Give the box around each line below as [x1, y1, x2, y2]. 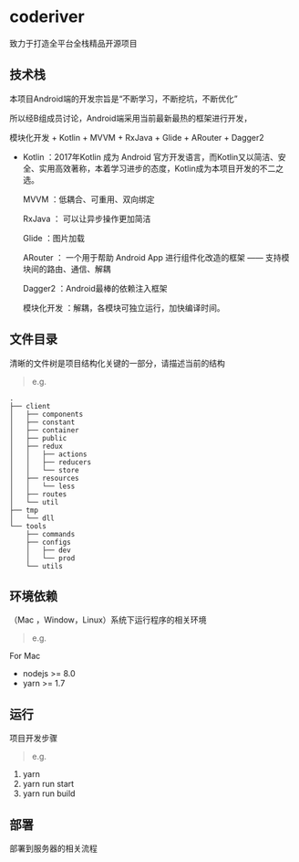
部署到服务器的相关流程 [9, 843, 98, 854]
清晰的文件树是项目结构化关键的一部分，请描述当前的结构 [9, 357, 225, 368]
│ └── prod [26, 553, 76, 563]
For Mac [9, 651, 41, 662]
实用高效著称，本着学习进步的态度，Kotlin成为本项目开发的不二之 [38, 163, 284, 174]
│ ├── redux [9, 442, 64, 451]
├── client [9, 401, 51, 410]
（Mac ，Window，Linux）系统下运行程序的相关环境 [9, 614, 207, 625]
